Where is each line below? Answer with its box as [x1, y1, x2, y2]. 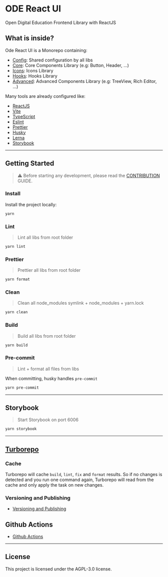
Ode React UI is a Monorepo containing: [5, 47, 87, 53]
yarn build [5, 343, 28, 348]
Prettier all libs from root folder [17, 267, 81, 273]
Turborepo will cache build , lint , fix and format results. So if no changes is [5, 471, 162, 477]
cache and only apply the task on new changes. [5, 482, 104, 488]
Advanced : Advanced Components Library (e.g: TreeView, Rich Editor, [12, 78, 157, 84]
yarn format [5, 277, 30, 282]
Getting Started [5, 159, 54, 168]
